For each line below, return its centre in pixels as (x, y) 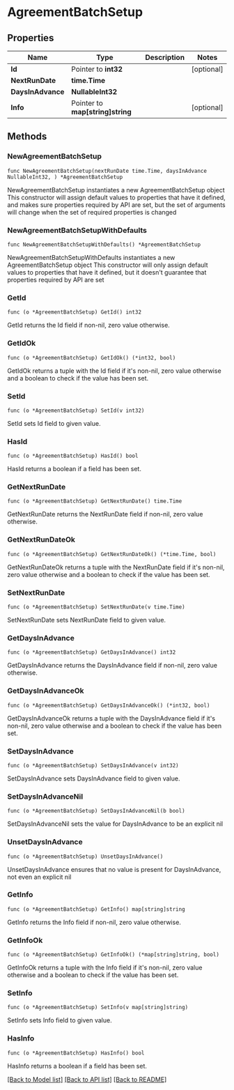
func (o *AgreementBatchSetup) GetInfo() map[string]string (96, 909)
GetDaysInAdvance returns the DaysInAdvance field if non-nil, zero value (112, 666)
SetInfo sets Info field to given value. (60, 1020)
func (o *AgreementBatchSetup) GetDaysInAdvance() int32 (92, 652)
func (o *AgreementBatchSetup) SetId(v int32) (76, 410)
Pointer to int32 (97, 69)
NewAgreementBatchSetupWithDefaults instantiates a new (91, 257)
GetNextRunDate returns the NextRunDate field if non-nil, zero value (105, 514)
